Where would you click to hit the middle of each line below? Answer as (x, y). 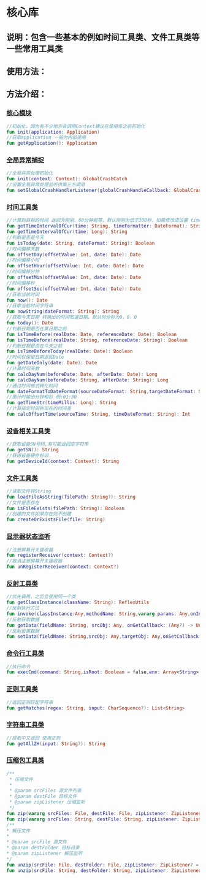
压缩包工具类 (25, 760)
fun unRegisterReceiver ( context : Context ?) (63, 567)
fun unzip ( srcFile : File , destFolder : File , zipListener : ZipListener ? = (103, 865)
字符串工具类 (25, 725)
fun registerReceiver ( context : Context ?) (60, 556)
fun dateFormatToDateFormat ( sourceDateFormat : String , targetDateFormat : (101, 391)
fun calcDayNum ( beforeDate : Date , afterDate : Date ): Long (82, 374)
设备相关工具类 (29, 431)
